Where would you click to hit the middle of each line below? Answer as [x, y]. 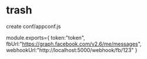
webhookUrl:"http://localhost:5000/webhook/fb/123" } [72, 50]
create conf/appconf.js [34, 26]
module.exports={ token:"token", [46, 37]
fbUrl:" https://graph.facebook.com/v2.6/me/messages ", [74, 44]
